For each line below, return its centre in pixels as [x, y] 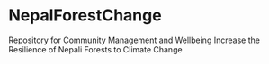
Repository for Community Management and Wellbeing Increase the [134, 40]
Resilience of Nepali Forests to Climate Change [95, 49]
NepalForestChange [85, 16]
